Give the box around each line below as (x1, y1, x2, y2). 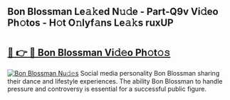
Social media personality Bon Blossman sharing (80, 69, 220, 77)
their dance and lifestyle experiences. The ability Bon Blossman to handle (7, 77, 223, 85)
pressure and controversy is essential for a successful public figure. (7, 85, 207, 93)
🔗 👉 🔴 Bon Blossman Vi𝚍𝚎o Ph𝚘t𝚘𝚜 (7, 46, 171, 59)
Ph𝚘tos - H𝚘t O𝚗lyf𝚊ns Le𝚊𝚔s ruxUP (7, 17, 174, 29)
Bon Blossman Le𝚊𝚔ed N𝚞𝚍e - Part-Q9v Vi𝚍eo (7, 6, 219, 18)
